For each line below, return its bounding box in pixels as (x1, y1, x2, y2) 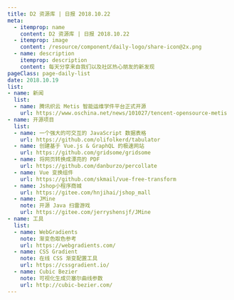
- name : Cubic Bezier (14, 268, 78, 275)
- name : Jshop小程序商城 (14, 182, 82, 189)
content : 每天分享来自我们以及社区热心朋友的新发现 (20, 63, 155, 70)
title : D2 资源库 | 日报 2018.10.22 (7, 10, 111, 18)
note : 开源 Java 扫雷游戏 (20, 202, 90, 210)
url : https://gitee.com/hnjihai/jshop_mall (20, 189, 151, 196)
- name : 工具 (7, 215, 44, 223)
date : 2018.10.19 (7, 76, 59, 84)
